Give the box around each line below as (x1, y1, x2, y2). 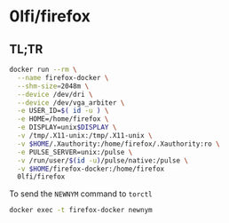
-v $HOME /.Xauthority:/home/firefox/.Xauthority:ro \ (17, 139, 220, 148)
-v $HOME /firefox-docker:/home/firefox (17, 164, 165, 173)
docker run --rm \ (9, 65, 77, 74)
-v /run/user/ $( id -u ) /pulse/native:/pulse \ (17, 155, 189, 165)
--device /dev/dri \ (17, 90, 93, 99)
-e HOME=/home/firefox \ (17, 115, 109, 123)
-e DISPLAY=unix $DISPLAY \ (17, 123, 117, 132)
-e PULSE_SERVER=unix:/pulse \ (17, 147, 133, 156)
